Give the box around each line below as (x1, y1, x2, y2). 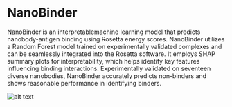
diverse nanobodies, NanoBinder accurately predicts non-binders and (7, 71, 206, 80)
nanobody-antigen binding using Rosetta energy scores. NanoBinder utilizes (7, 35, 225, 43)
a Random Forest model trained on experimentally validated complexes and (7, 42, 222, 50)
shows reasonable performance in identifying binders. (7, 79, 162, 87)
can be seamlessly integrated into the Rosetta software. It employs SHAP (7, 50, 216, 58)
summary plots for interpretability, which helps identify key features (7, 57, 200, 65)
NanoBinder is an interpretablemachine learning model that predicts (7, 28, 201, 36)
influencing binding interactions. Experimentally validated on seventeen (7, 64, 211, 72)
